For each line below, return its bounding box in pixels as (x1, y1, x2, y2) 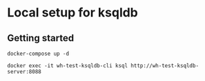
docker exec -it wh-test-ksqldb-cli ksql (7, 62, 128, 69)
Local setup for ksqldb (7, 5, 138, 21)
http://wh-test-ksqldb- (130, 62, 199, 69)
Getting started (7, 32, 75, 44)
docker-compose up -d (7, 50, 70, 57)
